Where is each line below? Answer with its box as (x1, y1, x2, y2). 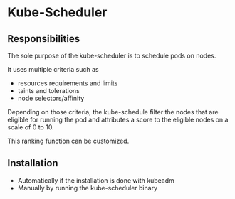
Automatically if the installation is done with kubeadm (17, 176, 174, 185)
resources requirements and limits (17, 79, 118, 87)
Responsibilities (7, 33, 80, 45)
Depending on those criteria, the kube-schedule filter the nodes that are (7, 108, 219, 116)
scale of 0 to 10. (7, 123, 55, 131)
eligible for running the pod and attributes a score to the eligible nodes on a (7, 115, 229, 124)
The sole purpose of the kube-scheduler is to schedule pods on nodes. (7, 51, 216, 60)
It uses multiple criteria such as (7, 65, 99, 73)
